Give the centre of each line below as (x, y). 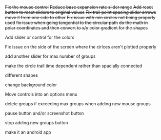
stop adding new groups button (37, 123)
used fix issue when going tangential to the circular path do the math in (76, 23)
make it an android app (28, 132)
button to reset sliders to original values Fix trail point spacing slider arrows (80, 12)
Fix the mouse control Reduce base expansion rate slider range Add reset (79, 7)
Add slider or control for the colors (40, 37)
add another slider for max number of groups (50, 56)
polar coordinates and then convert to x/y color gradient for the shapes (76, 28)
